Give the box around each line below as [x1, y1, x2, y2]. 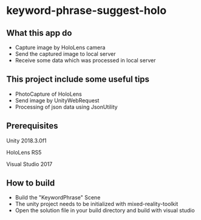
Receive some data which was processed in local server [15, 57, 156, 64]
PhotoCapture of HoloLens [15, 90, 82, 98]
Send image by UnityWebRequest [15, 96, 100, 104]
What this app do [6, 28, 72, 38]
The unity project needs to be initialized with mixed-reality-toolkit [15, 201, 179, 208]
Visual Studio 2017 [6, 160, 53, 167]
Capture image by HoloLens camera [15, 44, 106, 51]
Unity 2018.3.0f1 [6, 137, 47, 144]
